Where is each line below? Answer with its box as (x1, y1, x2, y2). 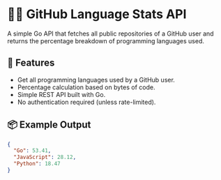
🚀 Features (7, 57, 55, 69)
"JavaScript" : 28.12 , (13, 153, 77, 161)
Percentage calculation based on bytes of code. (17, 83, 155, 91)
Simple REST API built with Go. (17, 90, 106, 98)
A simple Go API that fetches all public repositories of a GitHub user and (7, 29, 214, 38)
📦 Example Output (7, 119, 91, 131)
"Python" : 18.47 (13, 160, 61, 167)
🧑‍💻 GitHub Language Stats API (7, 6, 187, 22)
